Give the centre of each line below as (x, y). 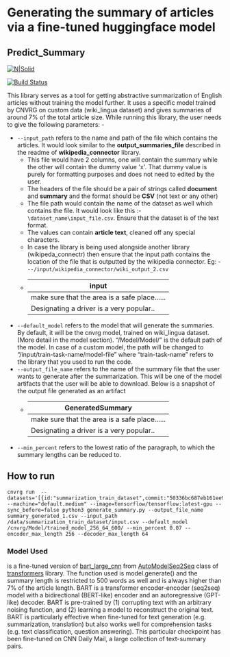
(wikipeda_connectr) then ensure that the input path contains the (119, 254)
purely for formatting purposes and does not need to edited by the (121, 174)
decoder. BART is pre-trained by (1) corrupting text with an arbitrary (116, 603)
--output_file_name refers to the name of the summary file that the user (118, 369)
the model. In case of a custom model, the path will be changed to (110, 347)
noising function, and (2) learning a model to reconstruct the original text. (111, 610)
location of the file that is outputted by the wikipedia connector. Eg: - (124, 261)
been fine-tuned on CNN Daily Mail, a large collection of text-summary (107, 639)
